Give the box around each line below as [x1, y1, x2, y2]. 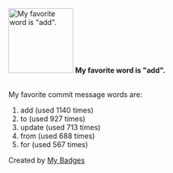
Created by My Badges [8, 155, 85, 165]
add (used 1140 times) [19, 105, 95, 115]
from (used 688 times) [19, 131, 95, 141]
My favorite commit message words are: [8, 90, 143, 99]
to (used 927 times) [19, 114, 86, 124]
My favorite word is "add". [74, 65, 166, 75]
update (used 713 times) [19, 123, 101, 132]
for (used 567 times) [19, 140, 89, 149]
